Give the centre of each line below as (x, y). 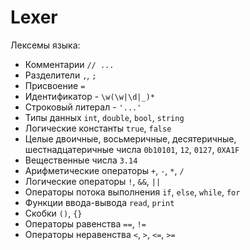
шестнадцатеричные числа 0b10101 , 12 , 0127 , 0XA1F (132, 149)
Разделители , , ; (60, 75)
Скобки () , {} (53, 213)
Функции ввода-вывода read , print (99, 202)
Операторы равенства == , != (85, 223)
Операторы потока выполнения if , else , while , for (132, 192)
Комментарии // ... (69, 64)
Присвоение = (55, 85)
